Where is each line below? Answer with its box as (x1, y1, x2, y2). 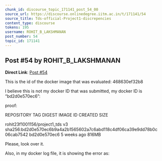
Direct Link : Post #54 (5, 69, 48, 75)
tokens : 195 (5, 25, 29, 30)
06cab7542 (5, 132, 28, 137)
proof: (5, 102, 17, 108)
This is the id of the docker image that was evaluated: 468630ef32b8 (5, 78, 144, 85)
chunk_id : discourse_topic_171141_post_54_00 (5, 7, 98, 12)
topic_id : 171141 (5, 39, 40, 44)
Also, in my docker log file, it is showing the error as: (5, 150, 110, 156)
